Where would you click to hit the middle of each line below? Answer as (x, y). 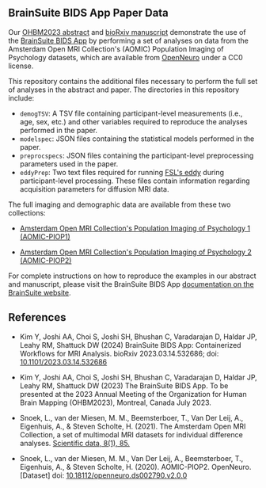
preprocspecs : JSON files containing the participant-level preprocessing (137, 155)
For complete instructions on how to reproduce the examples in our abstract (132, 276)
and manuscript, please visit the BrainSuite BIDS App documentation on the (131, 284)
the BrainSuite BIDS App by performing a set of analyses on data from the (129, 40)
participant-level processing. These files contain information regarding (135, 181)
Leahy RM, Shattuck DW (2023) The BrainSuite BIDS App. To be (124, 385)
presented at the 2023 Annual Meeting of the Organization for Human (133, 394)
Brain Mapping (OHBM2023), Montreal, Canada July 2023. (116, 402)
